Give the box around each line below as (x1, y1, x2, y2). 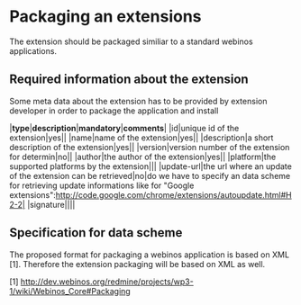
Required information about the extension (9, 72, 250, 87)
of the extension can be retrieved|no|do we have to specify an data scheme (9, 170, 291, 181)
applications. (9, 45, 57, 56)
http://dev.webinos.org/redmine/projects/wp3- (20, 276, 194, 287)
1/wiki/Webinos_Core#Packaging (9, 285, 131, 296)
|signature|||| (26, 199, 76, 210)
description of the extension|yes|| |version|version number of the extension (9, 141, 290, 152)
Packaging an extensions (9, 6, 202, 27)
